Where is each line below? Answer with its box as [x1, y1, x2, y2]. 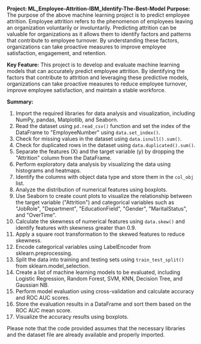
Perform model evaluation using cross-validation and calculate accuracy [15, 288, 194, 295]
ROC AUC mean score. [15, 307, 72, 313]
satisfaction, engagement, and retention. [7, 50, 107, 56]
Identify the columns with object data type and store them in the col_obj [15, 173, 194, 180]
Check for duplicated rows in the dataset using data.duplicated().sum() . [15, 142, 196, 148]
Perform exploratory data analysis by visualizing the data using [15, 161, 171, 168]
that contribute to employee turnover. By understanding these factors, [7, 37, 179, 44]
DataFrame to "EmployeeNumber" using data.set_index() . [15, 129, 160, 136]
